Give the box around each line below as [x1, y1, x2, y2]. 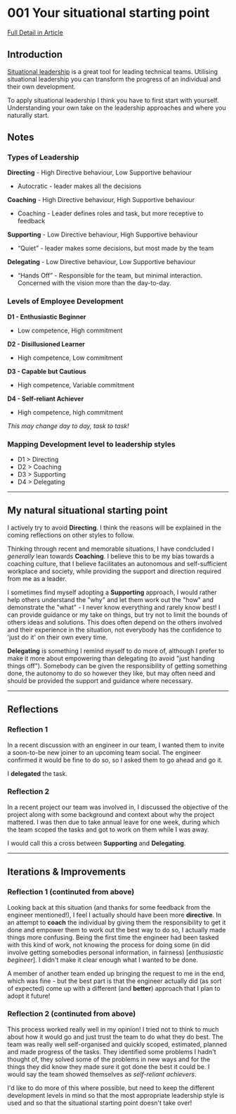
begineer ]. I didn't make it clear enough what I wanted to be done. [7, 956, 199, 964]
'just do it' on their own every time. [7, 632, 108, 642]
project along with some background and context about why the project [7, 810, 215, 818]
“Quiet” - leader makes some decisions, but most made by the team [17, 244, 214, 253]
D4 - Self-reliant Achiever [7, 394, 84, 403]
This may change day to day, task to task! [7, 421, 129, 430]
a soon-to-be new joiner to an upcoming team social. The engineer [7, 748, 202, 756]
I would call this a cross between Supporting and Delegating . [7, 839, 186, 847]
